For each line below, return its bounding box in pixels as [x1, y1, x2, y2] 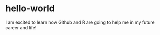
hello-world [5, 3, 55, 14]
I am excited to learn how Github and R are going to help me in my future [5, 19, 155, 25]
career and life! [5, 24, 37, 30]
